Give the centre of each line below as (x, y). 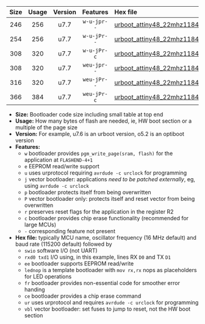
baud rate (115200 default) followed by (63, 244)
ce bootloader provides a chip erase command (83, 296)
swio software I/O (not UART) (61, 250)
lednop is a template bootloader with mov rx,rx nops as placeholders (110, 270)
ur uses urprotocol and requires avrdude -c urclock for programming (111, 302)
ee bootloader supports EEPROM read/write (79, 264)
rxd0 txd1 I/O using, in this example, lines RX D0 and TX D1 (97, 257)
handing (34, 290)
